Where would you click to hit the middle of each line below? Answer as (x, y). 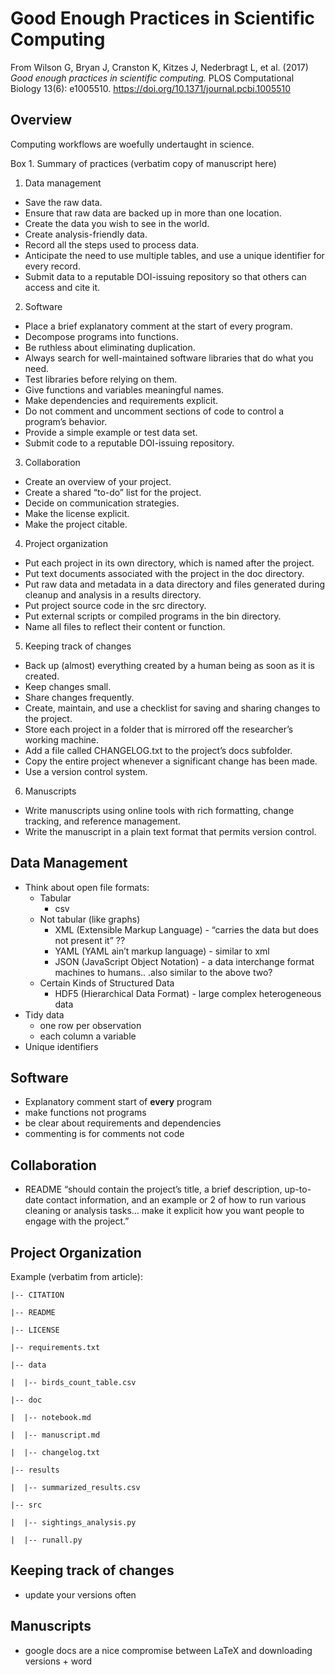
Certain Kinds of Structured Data (107, 983)
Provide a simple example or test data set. (111, 432)
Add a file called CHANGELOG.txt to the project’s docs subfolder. (158, 750)
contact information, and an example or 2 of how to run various (176, 1200)
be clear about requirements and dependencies (123, 1123)
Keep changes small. (68, 686)
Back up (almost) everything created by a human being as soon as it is (169, 665)
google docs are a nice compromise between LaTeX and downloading (168, 1650)
